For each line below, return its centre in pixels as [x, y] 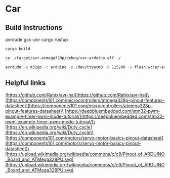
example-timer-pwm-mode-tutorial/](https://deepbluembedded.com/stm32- [85, 116]
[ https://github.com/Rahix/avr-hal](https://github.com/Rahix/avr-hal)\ [77, 95]
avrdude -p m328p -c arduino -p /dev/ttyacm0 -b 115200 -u [69, 67]
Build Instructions [34, 28]
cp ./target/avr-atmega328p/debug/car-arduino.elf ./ [63, 58]
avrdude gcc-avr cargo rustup [37, 39]
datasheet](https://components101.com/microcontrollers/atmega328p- [79, 106]
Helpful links [26, 83]
